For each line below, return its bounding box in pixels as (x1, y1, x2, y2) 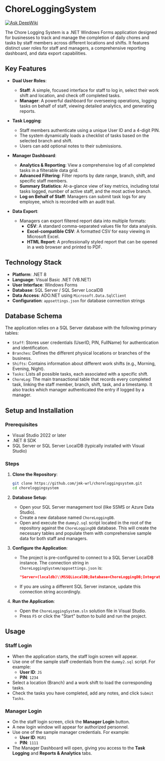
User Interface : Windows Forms (12, 282, 78, 288)
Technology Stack (5, 258, 62, 267)
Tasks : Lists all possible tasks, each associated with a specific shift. (12, 371, 149, 377)
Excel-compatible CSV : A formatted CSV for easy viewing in (27, 228, 150, 234)
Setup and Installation (5, 406, 74, 415)
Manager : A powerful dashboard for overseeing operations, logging (19, 98, 157, 104)
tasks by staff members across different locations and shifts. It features (5, 39, 150, 45)
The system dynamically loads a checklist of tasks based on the (19, 132, 149, 138)
